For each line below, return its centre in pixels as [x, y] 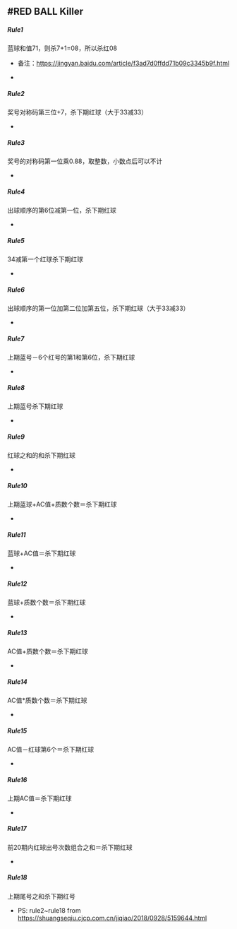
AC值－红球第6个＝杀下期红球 [51, 749]
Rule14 [18, 682]
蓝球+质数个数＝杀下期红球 [47, 603]
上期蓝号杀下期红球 [35, 406]
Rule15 [17, 730]
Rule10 [17, 485]
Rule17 [17, 829]
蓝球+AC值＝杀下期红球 [42, 553]
